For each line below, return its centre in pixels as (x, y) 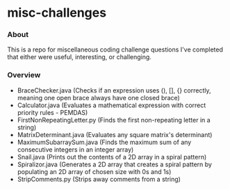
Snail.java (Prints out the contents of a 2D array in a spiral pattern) (112, 157)
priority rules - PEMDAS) (52, 112)
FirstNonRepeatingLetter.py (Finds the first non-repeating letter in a (114, 120)
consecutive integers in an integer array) (75, 149)
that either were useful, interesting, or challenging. (79, 57)
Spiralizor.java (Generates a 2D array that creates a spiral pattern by (114, 164)
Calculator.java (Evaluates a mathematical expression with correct (112, 105)
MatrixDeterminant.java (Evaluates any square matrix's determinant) (115, 134)
